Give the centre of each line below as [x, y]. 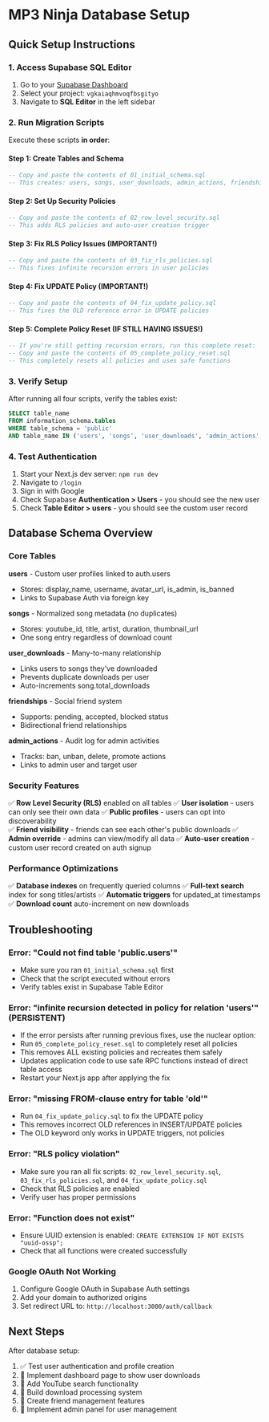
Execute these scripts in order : [59, 140]
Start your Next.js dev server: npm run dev [89, 473]
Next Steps [36, 1331]
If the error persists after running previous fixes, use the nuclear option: [138, 1035]
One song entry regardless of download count [96, 637]
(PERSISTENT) [37, 1018]
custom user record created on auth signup [80, 847]
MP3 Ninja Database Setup [99, 15]
